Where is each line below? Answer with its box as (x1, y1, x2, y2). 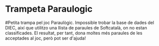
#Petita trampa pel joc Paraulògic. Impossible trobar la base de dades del (5, 20, 155, 25)
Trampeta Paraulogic (5, 3, 93, 15)
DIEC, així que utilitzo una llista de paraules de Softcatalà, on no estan (5, 24, 147, 30)
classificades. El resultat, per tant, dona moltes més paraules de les (5, 30, 143, 36)
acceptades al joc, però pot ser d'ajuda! (5, 35, 86, 41)
